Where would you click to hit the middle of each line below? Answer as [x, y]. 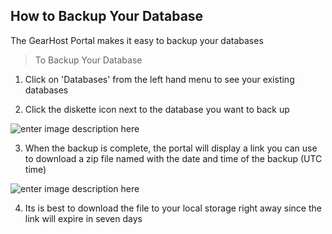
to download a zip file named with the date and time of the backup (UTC [173, 158]
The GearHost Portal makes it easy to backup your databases [137, 40]
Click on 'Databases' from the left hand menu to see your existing [159, 79]
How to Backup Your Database [107, 16]
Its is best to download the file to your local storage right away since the [173, 208]
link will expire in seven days [83, 218]
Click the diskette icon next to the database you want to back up [157, 109]
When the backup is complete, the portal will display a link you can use [171, 148]
